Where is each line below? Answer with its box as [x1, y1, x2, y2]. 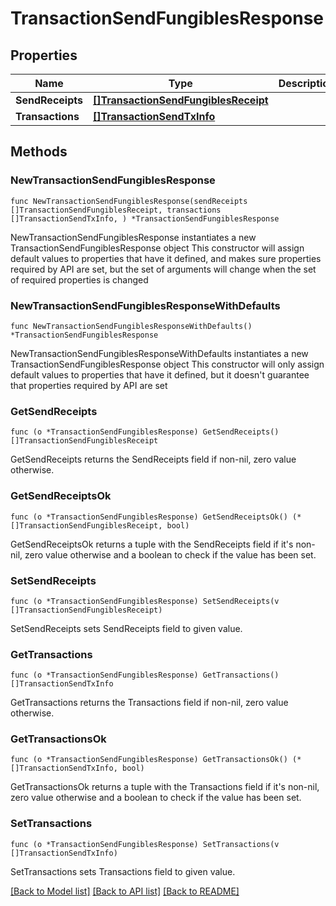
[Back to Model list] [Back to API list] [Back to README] [10, 885, 240, 897]
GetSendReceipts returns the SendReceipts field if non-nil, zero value [10, 453, 297, 466]
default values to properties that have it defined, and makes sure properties [10, 252, 322, 264]
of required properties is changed [10, 273, 149, 286]
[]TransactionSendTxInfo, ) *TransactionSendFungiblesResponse [10, 213, 280, 224]
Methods [10, 143, 68, 161]
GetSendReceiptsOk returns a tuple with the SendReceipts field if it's [10, 538, 294, 550]
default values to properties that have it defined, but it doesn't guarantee [10, 368, 310, 381]
